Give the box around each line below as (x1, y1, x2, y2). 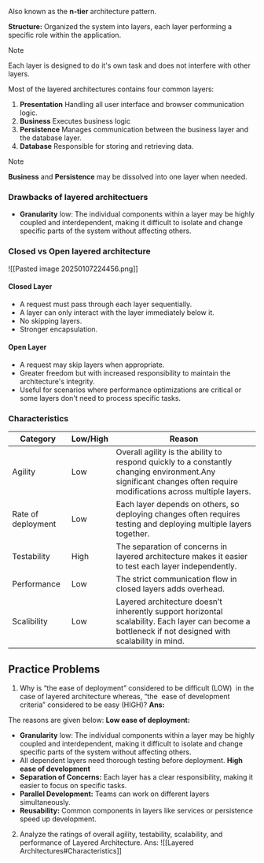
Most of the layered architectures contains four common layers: (8, 84, 214, 94)
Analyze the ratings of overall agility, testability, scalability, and (19, 830, 223, 839)
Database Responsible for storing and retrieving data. (19, 142, 194, 150)
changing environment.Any (115, 466, 216, 477)
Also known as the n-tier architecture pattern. (8, 7, 157, 16)
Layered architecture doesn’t (115, 596, 222, 607)
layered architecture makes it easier (115, 551, 248, 562)
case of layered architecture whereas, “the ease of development (19, 692, 230, 702)
